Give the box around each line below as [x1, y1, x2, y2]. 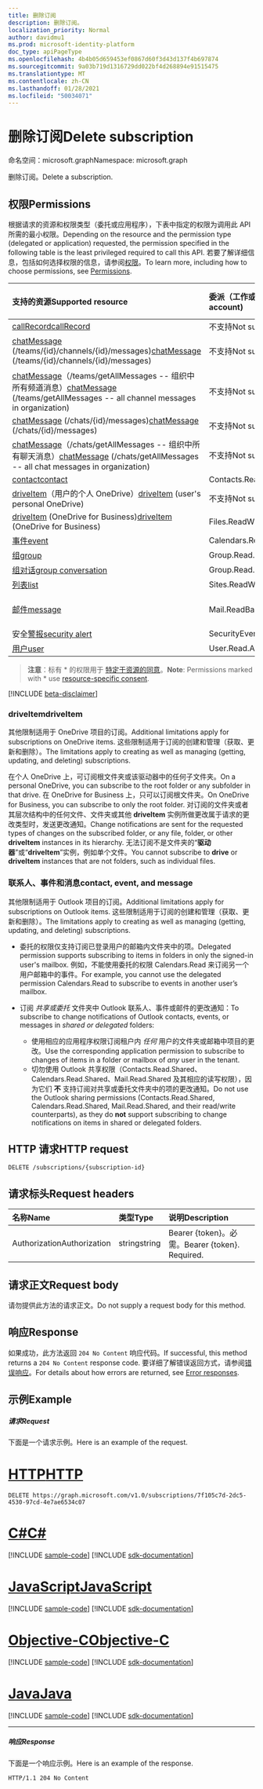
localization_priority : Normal [8, 26, 110, 34]
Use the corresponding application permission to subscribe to [45, 1046, 245, 1055]
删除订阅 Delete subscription [8, 128, 194, 146]
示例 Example [8, 1393, 72, 1407]
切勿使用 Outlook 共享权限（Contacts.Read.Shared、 [31, 1064, 202, 1074]
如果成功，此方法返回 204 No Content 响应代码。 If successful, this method [8, 1348, 248, 1357]
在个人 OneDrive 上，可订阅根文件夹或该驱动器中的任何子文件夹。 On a [8, 772, 236, 781]
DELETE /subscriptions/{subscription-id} [8, 1164, 146, 1172]
